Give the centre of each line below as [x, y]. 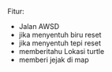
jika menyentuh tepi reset [60, 43]
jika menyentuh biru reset [60, 35]
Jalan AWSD [39, 26]
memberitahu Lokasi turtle [62, 51]
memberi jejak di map [54, 59]
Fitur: [16, 11]
